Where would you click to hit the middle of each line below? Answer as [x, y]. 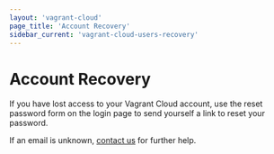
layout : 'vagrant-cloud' [56, 18]
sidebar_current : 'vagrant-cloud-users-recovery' [104, 34]
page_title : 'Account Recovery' [70, 26]
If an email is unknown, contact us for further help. [103, 140]
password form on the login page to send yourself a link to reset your [137, 113]
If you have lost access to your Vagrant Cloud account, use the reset [136, 104]
